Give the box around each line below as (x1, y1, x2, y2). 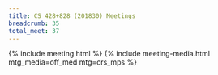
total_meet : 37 (8, 27, 60, 35)
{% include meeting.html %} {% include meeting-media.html (8, 49, 211, 59)
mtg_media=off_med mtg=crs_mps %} (8, 57, 138, 67)
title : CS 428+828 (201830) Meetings (8, 11, 136, 20)
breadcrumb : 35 (8, 19, 60, 27)
